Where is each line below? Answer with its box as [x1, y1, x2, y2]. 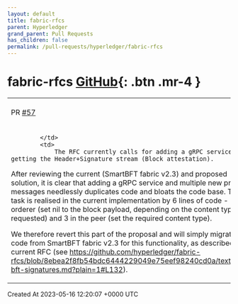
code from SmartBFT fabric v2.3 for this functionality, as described [11, 238, 234, 248]
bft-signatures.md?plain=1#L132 [11, 264, 123, 274]
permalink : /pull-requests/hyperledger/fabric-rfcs [7, 43, 163, 50]
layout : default [7, 10, 55, 18]
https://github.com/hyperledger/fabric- [69, 247, 200, 257]
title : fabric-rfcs [7, 17, 65, 24]
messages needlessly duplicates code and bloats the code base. [11, 186, 226, 196]
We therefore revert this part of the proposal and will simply [11, 229, 209, 239]
